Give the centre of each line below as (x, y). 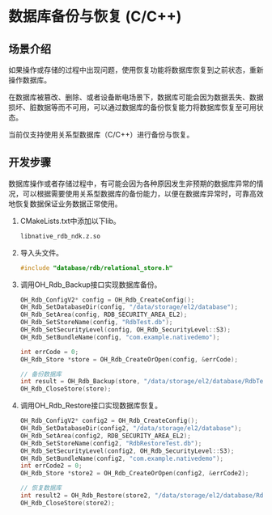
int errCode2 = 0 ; (51, 466)
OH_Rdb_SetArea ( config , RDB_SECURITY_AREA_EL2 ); (104, 315)
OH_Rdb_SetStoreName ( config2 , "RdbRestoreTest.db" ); (111, 443)
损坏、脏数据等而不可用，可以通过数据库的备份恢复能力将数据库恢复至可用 (132, 107)
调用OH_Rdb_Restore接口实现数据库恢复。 (91, 406)
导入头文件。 (41, 252)
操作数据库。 (30, 80)
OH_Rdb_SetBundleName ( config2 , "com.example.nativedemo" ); (122, 458)
